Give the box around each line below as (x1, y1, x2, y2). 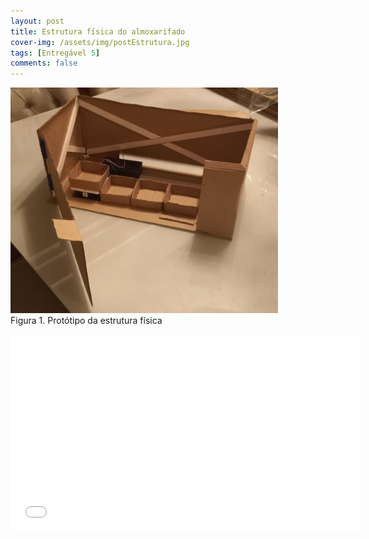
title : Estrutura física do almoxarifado (10, 26, 186, 37)
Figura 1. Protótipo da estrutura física (10, 314, 163, 326)
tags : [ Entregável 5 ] (10, 48, 101, 58)
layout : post (10, 16, 65, 26)
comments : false (10, 58, 78, 69)
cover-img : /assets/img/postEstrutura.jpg (10, 37, 190, 47)
